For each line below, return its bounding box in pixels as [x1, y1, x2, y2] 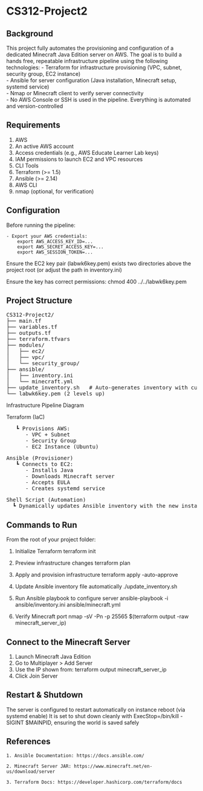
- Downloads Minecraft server [25, 473, 115, 480]
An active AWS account [14, 143, 74, 150]
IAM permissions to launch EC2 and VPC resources [14, 155, 143, 163]
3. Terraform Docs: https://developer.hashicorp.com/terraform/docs [6, 779, 182, 785]
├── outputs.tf [6, 329, 51, 337]
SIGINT [6, 719, 24, 726]
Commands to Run [6, 520, 77, 530]
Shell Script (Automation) [6, 496, 86, 503]
